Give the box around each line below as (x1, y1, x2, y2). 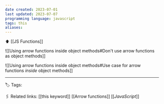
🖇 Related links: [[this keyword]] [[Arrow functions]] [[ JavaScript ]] (5, 93, 140, 100)
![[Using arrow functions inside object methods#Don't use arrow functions (5, 48, 155, 54)
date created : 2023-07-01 (5, 7, 58, 12)
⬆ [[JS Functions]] (5, 38, 43, 44)
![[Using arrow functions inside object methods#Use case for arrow (5, 63, 141, 69)
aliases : (5, 25, 23, 30)
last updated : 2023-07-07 (5, 12, 58, 17)
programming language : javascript (5, 16, 76, 21)
